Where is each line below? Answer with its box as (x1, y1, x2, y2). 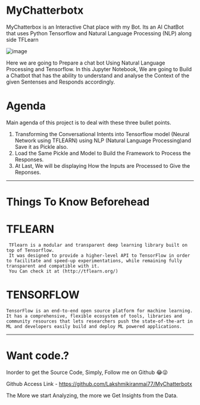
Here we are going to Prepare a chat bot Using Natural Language (6, 59, 165, 66)
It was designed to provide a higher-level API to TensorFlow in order (8, 253, 190, 259)
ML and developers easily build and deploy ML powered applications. (6, 323, 183, 329)
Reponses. (14, 168, 41, 176)
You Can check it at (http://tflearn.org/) (8, 268, 118, 274)
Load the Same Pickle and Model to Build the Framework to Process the (14, 149, 191, 157)
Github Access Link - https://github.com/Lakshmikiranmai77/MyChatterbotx (6, 380, 192, 387)
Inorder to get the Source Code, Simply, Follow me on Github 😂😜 (6, 369, 168, 376)
